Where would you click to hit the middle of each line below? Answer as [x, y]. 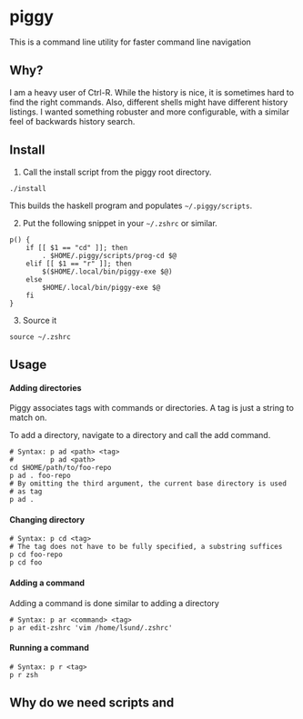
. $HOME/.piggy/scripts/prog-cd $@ [110, 255]
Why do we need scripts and [92, 703]
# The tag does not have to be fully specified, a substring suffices [146, 547]
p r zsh [24, 674]
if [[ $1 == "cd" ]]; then [77, 247]
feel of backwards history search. [72, 121]
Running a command [49, 648]
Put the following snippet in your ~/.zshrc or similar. [120, 223]
